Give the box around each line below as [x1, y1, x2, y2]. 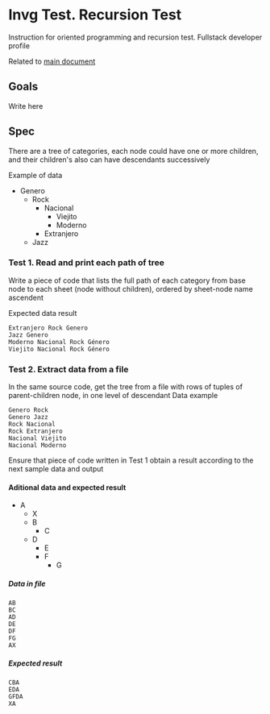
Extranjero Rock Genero [8, 324, 89, 332]
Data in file [8, 579, 46, 588]
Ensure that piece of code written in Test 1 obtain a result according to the [8, 455, 254, 465]
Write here [8, 101, 44, 110]
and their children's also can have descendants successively [8, 155, 210, 164]
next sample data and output [8, 464, 104, 474]
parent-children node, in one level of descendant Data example [8, 391, 218, 401]
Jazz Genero [8, 330, 48, 339]
